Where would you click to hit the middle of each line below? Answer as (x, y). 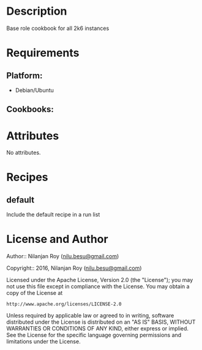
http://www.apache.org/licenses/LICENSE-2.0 (64, 304)
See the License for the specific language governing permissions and (94, 335)
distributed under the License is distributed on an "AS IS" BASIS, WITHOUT (101, 322)
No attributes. (24, 153)
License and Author (57, 239)
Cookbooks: (30, 109)
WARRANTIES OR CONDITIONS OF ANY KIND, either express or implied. (97, 329)
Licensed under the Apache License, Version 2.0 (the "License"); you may (100, 280)
